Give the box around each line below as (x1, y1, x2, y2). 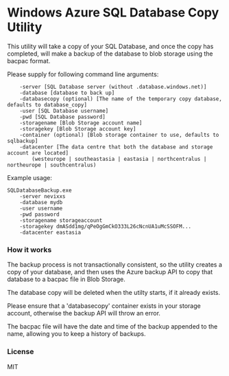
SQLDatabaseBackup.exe (7, 187, 72, 194)
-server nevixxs (19, 192, 67, 200)
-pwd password (19, 211, 60, 218)
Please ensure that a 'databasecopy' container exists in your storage (7, 302, 201, 310)
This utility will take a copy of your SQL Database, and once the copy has (7, 42, 214, 50)
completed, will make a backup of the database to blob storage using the (7, 49, 213, 58)
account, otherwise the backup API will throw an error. (7, 309, 161, 318)
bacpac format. (7, 56, 51, 65)
